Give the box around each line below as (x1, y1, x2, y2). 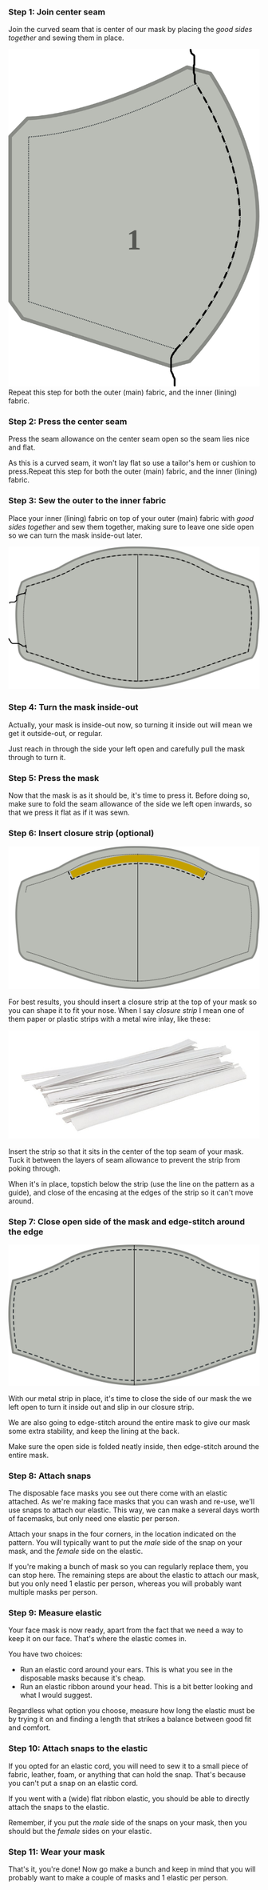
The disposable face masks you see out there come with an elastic (8, 1488, 227, 1498)
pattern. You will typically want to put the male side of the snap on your (8, 1538, 242, 1548)
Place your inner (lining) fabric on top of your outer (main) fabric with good (8, 513, 254, 523)
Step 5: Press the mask (8, 772, 100, 783)
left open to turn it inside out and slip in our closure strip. (8, 1402, 195, 1411)
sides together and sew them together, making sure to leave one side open (8, 522, 254, 531)
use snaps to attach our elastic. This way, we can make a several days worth (8, 1505, 260, 1515)
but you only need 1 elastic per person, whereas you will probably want (8, 1579, 242, 1588)
